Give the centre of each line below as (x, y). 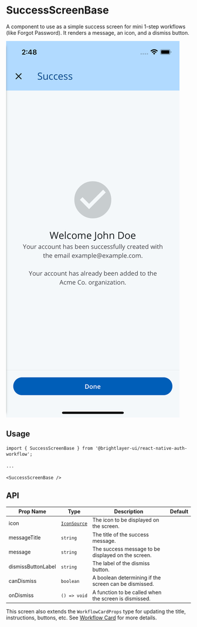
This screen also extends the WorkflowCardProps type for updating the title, (96, 612)
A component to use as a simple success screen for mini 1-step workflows (96, 26)
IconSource (74, 523)
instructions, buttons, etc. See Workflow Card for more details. (81, 618)
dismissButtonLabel (32, 566)
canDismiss (23, 581)
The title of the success (121, 534)
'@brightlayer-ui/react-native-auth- (141, 448)
